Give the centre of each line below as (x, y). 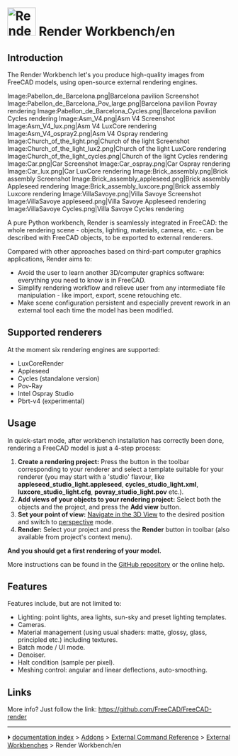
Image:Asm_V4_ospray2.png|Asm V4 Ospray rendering (88, 134)
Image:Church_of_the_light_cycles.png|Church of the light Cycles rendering (118, 156)
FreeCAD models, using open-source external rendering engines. (103, 82)
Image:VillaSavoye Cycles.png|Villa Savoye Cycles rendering (96, 209)
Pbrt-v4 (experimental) (51, 401)
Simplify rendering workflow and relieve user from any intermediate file (121, 288)
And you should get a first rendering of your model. (84, 551)
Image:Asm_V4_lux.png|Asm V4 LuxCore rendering (82, 126)
